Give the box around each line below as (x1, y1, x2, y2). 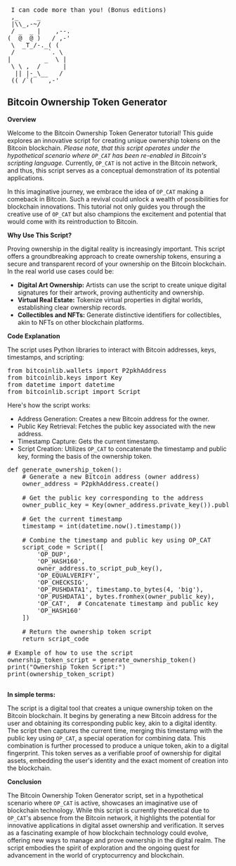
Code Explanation (7, 331, 60, 340)
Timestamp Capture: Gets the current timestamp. (17, 437, 160, 445)
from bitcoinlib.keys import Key (7, 373, 123, 381)
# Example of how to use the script (7, 648, 133, 657)
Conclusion (7, 777, 42, 786)
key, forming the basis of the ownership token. (17, 452, 152, 460)
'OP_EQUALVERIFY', (37, 571, 100, 579)
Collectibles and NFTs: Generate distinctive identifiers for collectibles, (17, 310, 222, 319)
